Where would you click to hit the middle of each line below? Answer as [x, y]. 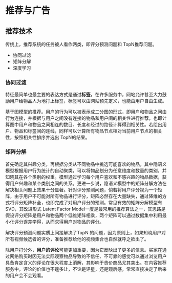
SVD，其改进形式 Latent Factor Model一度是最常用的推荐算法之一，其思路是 [85, 209]
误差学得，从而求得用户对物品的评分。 [63, 222]
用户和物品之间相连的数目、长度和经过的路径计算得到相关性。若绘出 [90, 125]
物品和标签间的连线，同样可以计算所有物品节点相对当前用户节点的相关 [88, 131]
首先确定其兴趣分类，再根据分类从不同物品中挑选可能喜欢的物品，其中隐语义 [86, 164]
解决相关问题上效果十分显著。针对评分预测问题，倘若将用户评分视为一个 [81, 189]
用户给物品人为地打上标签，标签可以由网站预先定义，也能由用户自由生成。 [88, 101]
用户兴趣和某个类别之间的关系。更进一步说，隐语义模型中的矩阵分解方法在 [88, 183]
